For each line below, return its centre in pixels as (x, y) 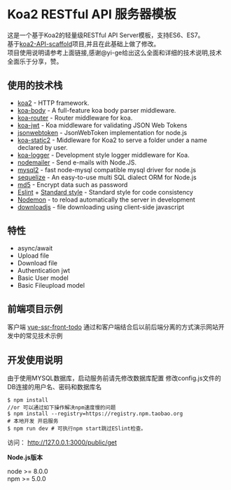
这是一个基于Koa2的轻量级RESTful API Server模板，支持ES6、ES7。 (106, 35)
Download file (37, 262)
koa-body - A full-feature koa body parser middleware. (97, 110)
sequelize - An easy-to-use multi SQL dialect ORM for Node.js (107, 177)
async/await (35, 248)
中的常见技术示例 (38, 336)
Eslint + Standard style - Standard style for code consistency (105, 192)
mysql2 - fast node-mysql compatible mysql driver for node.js (107, 169)
